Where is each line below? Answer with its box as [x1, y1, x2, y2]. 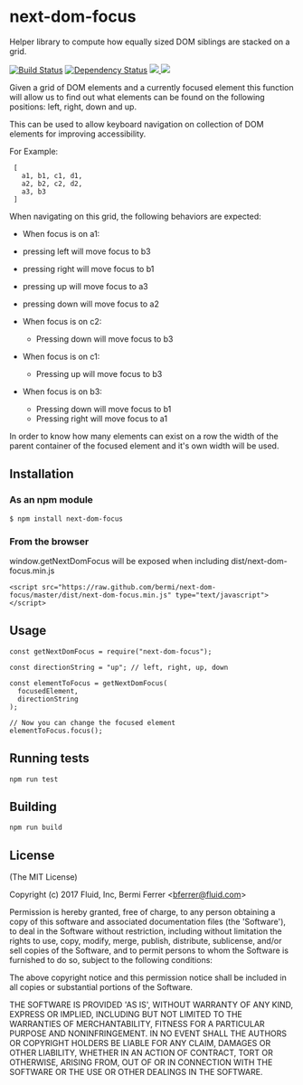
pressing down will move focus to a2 [22, 298, 160, 309]
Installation [9, 467, 74, 482]
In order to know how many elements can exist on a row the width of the [9, 430, 279, 441]
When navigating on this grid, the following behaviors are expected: [9, 211, 261, 222]
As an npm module [9, 494, 93, 506]
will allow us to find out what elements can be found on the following [9, 91, 265, 102]
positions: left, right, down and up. [9, 101, 137, 112]
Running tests [9, 750, 90, 766]
